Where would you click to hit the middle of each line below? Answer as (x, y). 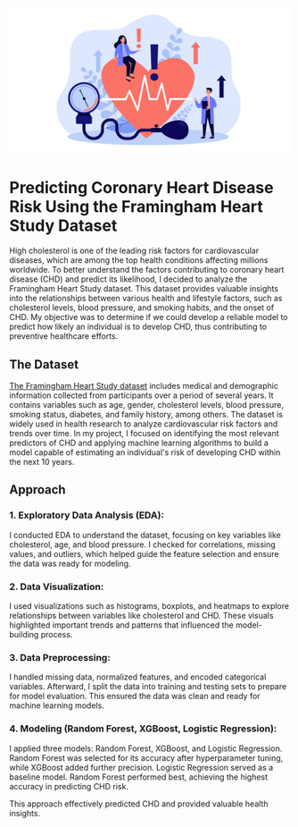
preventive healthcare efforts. (64, 336)
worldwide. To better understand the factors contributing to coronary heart (147, 270)
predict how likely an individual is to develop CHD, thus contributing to (138, 327)
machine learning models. (57, 705)
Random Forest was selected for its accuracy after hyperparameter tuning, (146, 757)
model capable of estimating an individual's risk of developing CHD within (145, 452)
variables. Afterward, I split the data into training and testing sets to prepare (148, 687)
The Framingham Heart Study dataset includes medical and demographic (144, 386)
